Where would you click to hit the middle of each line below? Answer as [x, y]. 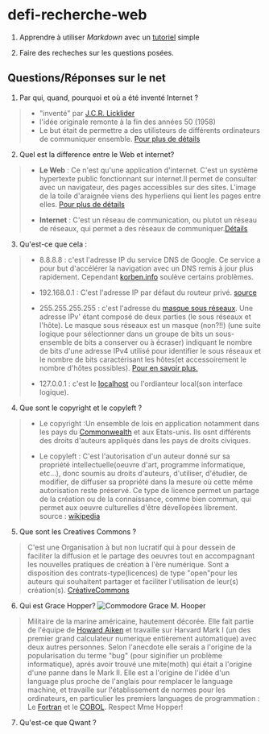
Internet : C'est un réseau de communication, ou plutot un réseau [148, 220]
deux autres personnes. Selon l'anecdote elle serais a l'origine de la [140, 647]
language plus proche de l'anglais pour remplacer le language [130, 681]
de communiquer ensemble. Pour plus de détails [120, 139]
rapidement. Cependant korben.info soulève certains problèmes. [147, 276]
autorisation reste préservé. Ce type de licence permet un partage [149, 490]
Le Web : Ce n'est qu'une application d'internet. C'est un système [149, 170]
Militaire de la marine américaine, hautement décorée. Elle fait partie [141, 621]
